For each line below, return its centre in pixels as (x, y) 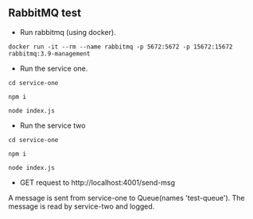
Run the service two (53, 125)
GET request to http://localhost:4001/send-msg (97, 182)
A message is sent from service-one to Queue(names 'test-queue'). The (127, 198)
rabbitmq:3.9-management (49, 54)
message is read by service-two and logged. (82, 206)
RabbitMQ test (45, 13)
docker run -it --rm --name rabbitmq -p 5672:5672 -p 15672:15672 (121, 47)
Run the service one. (54, 68)
